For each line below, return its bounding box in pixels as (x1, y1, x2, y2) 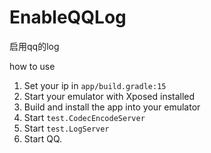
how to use (9, 60, 56, 72)
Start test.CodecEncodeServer (23, 111, 146, 123)
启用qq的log (9, 40, 60, 52)
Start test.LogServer (23, 122, 110, 134)
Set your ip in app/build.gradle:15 (23, 79, 167, 91)
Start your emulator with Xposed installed (23, 90, 196, 102)
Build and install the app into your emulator (23, 101, 201, 113)
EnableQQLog (9, 6, 127, 29)
